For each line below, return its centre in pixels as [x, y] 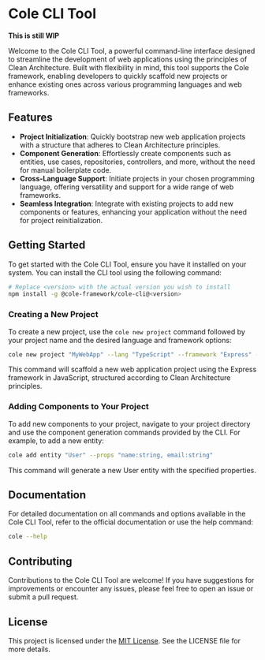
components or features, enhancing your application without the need [133, 212]
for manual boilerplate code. [65, 170]
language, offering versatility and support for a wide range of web [127, 187]
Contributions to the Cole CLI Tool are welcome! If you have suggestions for [131, 580]
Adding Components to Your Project [79, 407]
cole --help [28, 537]
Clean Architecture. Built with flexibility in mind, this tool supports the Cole [129, 67]
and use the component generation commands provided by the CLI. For [124, 432]
